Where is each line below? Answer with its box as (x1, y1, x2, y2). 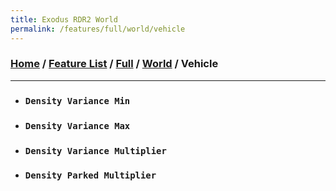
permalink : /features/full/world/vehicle (10, 24, 186, 34)
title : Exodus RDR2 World (10, 14, 118, 25)
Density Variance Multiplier (24, 145, 167, 156)
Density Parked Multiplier (24, 170, 157, 181)
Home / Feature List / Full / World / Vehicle (10, 57, 219, 71)
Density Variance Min (24, 95, 131, 106)
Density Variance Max (24, 120, 131, 131)
